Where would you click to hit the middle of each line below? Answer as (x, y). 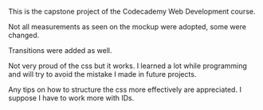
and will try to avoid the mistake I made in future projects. (102, 74)
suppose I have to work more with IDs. (71, 98)
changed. (24, 35)
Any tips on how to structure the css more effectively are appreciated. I (125, 89)
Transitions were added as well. (60, 50)
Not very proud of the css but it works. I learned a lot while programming (128, 66)
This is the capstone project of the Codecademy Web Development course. (132, 11)
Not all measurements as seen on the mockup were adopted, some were (128, 27)
